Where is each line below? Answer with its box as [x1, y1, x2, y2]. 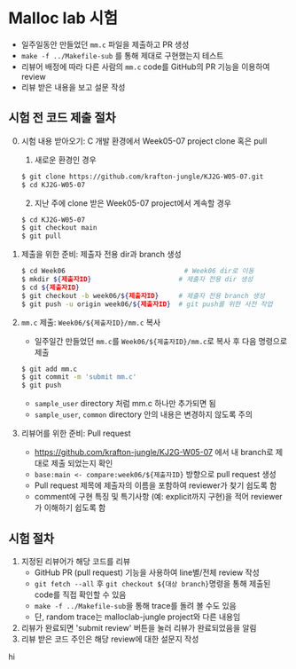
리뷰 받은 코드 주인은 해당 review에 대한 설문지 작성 [20, 634, 199, 644]
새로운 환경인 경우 [34, 154, 97, 165]
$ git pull [20, 232, 62, 240]
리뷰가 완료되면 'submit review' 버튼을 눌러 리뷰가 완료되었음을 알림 [20, 622, 257, 633]
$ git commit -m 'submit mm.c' [20, 373, 137, 382]
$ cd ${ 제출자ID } [20, 283, 81, 292]
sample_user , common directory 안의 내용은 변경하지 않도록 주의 [34, 409, 253, 420]
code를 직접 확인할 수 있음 [34, 589, 127, 600]
